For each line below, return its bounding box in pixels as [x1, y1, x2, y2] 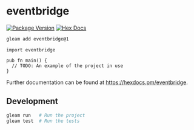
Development [6, 96, 59, 106]
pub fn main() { [6, 57, 47, 63]
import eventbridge [6, 47, 56, 53]
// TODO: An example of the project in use [12, 62, 123, 69]
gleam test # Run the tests [6, 118, 80, 124]
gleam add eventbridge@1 [6, 36, 69, 42]
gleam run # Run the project [6, 112, 85, 119]
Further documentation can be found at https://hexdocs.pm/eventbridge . [6, 79, 188, 86]
